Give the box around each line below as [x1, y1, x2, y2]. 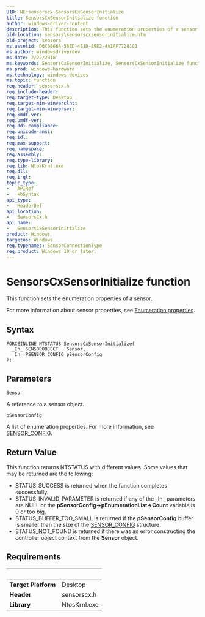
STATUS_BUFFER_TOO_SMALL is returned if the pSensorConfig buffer [15, 514, 193, 521]
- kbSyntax [6, 191, 40, 197]
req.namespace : [6, 145, 45, 152]
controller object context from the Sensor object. [15, 534, 139, 541]
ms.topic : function [6, 77, 56, 83]
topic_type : [6, 180, 37, 186]
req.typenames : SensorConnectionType [6, 243, 103, 249]
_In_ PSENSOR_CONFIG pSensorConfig [12, 352, 103, 358]
